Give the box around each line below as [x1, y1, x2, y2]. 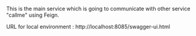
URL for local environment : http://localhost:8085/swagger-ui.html [6, 23, 171, 30]
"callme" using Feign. [6, 11, 59, 19]
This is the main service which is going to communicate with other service [6, 5, 191, 12]
